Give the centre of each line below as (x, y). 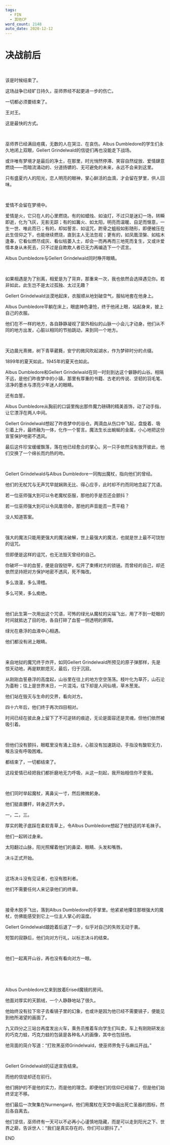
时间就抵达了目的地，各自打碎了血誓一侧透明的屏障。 (61, 620)
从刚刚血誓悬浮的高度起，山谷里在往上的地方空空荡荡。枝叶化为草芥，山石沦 (85, 679)
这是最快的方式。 (23, 123)
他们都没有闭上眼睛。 (27, 642)
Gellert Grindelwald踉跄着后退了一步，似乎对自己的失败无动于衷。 (74, 927)
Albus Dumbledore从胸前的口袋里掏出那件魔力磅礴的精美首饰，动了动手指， (84, 406)
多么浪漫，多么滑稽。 (27, 583)
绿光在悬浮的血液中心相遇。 (34, 631)
